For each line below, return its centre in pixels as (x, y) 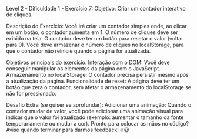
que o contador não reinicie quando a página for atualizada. (79, 51)
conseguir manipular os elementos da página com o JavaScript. (83, 69)
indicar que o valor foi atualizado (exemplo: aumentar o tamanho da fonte (95, 117)
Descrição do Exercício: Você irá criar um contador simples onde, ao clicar (96, 26)
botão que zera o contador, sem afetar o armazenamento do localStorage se (98, 87)
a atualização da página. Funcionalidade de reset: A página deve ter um (93, 81)
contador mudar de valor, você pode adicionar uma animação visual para (95, 111)
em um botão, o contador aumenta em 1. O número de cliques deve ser (92, 32)
